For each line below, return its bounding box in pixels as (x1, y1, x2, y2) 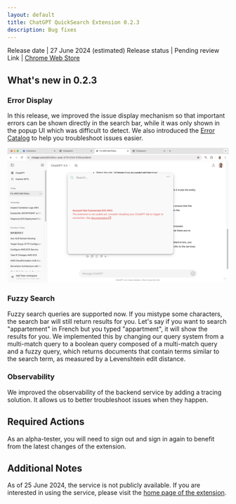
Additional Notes (7, 462, 83, 474)
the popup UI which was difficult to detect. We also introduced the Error (7, 127, 216, 135)
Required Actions (7, 416, 85, 428)
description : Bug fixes (7, 26, 77, 33)
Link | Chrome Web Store (7, 53, 80, 63)
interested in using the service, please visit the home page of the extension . (7, 489, 227, 497)
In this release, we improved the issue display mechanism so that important (7, 111, 225, 120)
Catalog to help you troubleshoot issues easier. (7, 134, 144, 142)
